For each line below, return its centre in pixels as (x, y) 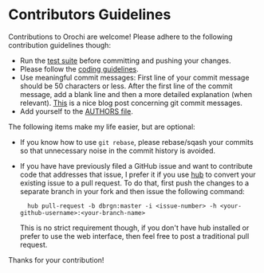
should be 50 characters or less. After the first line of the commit (126, 86)
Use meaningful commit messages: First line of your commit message (134, 77)
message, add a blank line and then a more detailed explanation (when (136, 94)
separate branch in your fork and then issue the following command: (132, 191)
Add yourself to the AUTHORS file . (76, 111)
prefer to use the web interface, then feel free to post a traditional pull (134, 236)
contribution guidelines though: (60, 45)
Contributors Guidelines (90, 15)
